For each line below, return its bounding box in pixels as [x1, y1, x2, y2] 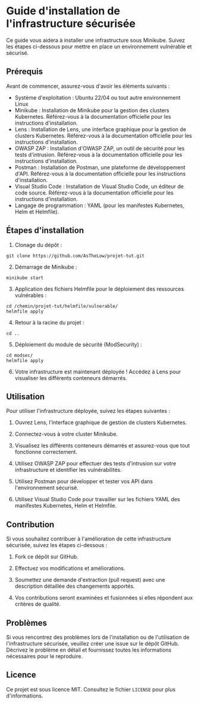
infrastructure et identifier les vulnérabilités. [14, 467, 122, 474]
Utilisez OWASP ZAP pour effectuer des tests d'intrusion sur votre [14, 460, 176, 467]
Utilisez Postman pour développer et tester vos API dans [14, 478, 153, 485]
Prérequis [6, 67, 43, 77]
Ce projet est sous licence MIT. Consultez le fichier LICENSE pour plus [6, 686, 176, 693]
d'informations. [6, 692, 43, 699]
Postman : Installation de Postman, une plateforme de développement [14, 163, 186, 171]
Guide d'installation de [6, 4, 121, 18]
